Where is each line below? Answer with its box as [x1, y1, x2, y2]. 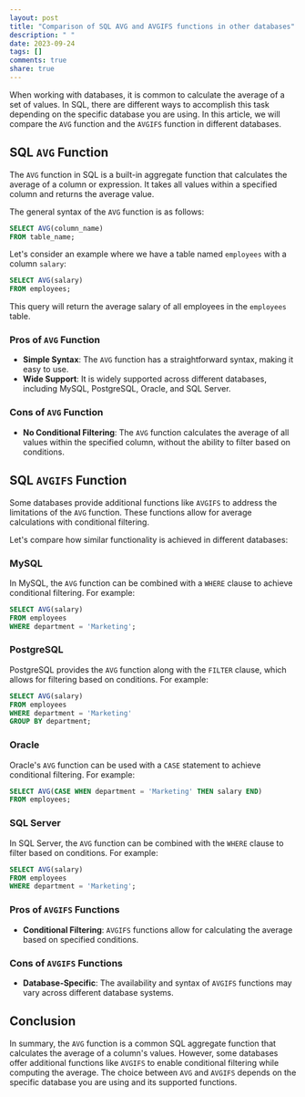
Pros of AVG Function [9, 334, 101, 347]
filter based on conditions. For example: [9, 847, 158, 858]
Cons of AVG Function [9, 406, 104, 419]
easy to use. [22, 364, 69, 375]
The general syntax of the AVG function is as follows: [9, 206, 205, 217]
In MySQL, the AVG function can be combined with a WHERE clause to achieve [9, 577, 293, 589]
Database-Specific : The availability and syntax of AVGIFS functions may [22, 977, 293, 988]
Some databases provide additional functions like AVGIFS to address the [9, 496, 278, 507]
